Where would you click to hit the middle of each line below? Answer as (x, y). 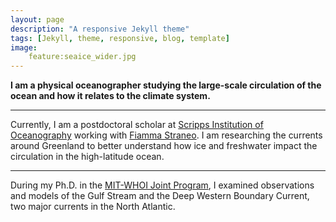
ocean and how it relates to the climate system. (110, 96)
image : (24, 47)
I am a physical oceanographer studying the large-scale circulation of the (166, 85)
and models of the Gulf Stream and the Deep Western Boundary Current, (160, 196)
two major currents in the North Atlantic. (93, 207)
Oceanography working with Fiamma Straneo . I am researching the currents (166, 135)
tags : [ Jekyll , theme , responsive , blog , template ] (120, 38)
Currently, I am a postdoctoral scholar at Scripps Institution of (137, 125)
